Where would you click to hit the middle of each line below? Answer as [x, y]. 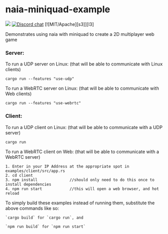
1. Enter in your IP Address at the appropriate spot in [67, 166]
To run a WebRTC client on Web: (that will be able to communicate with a [82, 152]
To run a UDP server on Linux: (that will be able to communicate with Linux [84, 64]
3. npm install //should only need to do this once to [80, 180]
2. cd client [19, 175]
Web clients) [18, 94]
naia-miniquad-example [58, 9]
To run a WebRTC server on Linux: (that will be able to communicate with [82, 89]
